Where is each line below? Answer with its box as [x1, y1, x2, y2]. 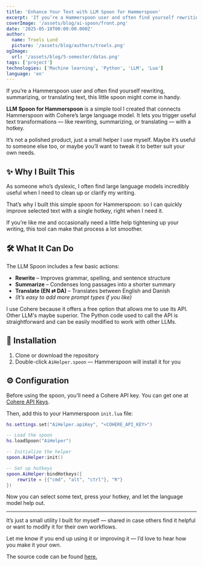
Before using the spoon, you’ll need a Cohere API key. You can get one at [6, 391, 188, 399]
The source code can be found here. [6, 553, 98, 561]
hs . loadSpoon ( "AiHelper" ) [6, 438, 71, 444]
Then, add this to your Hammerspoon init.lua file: [6, 410, 134, 417]
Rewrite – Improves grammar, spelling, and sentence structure [14, 274, 171, 281]
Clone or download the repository [14, 352, 99, 359]
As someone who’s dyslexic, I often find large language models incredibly [6, 182, 189, 190]
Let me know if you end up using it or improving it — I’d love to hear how [6, 535, 187, 542]
